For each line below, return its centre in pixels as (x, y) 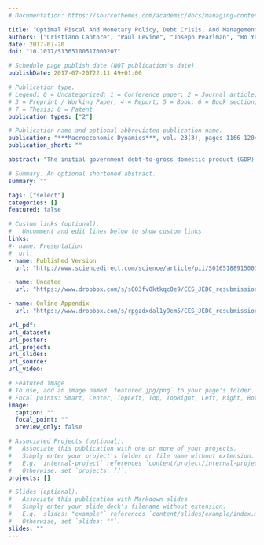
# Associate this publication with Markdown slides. (100, 499)
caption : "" (35, 412)
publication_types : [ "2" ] (50, 116)
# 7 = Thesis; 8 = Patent (50, 109)
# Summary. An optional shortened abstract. (82, 174)
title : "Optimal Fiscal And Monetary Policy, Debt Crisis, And (114, 29)
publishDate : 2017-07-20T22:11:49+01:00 (75, 73)
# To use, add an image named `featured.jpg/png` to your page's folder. (132, 390)
